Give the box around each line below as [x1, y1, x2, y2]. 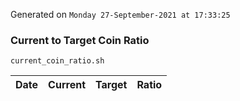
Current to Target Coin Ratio [10, 33, 150, 47]
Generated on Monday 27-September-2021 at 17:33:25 [10, 9, 231, 20]
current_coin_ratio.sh [10, 56, 105, 66]
